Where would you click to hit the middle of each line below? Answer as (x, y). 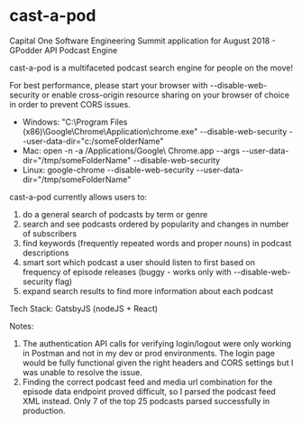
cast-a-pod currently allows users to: (78, 197)
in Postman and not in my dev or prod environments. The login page (149, 353)
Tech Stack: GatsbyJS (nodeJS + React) (84, 309)
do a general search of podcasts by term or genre (115, 214)
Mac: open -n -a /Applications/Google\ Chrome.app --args (131, 151)
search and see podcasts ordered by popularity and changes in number (156, 224)
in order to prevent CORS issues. (70, 104)
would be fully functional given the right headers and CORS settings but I (158, 363)
